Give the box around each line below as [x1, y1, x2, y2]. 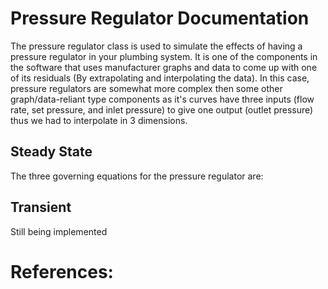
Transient [10, 199, 72, 216]
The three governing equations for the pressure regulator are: [10, 170, 264, 182]
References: [10, 260, 114, 283]
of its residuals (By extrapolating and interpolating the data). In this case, [10, 72, 310, 84]
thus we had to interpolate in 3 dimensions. [10, 114, 188, 126]
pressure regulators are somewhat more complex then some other [10, 82, 283, 94]
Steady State [10, 143, 93, 161]
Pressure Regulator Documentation [10, 7, 310, 30]
